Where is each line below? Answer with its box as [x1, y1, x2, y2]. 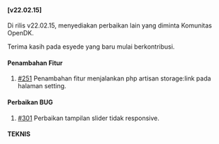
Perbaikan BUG [7, 98, 53, 106]
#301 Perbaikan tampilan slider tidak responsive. [17, 114, 159, 122]
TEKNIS [7, 130, 30, 138]
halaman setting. [17, 82, 67, 90]
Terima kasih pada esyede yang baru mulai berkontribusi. [7, 42, 175, 51]
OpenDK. [7, 29, 34, 37]
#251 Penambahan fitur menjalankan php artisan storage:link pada [17, 74, 211, 83]
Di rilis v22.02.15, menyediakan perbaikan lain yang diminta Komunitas [7, 21, 213, 30]
